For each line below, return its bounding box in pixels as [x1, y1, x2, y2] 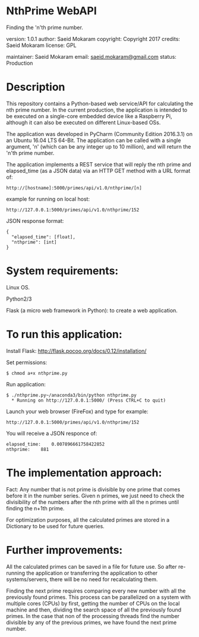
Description [6, 80, 65, 94]
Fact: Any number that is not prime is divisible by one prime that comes [6, 485, 181, 493]
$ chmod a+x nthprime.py [6, 370, 68, 376]
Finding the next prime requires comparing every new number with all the [6, 587, 186, 594]
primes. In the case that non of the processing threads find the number [6, 612, 180, 619]
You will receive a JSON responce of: [6, 430, 97, 437]
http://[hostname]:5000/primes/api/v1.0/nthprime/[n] [6, 185, 143, 191]
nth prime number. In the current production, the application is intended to [6, 106, 188, 113]
